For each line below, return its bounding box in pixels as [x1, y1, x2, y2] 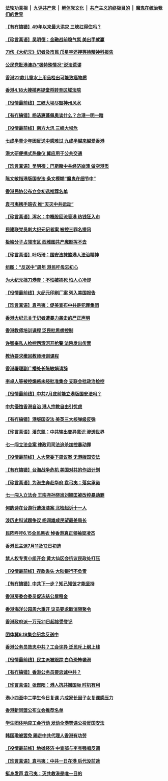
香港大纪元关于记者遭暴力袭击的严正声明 [5, 315, 90, 321]
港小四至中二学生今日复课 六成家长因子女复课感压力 [5, 695, 114, 701]
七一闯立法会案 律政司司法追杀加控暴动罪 [5, 441, 92, 448]
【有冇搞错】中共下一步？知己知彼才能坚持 [5, 581, 95, 587]
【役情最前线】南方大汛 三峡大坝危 [5, 125, 78, 131]
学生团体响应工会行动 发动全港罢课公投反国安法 [5, 720, 105, 726]
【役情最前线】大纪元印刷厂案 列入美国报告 [5, 289, 96, 296]
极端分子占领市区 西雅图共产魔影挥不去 [5, 239, 87, 245]
